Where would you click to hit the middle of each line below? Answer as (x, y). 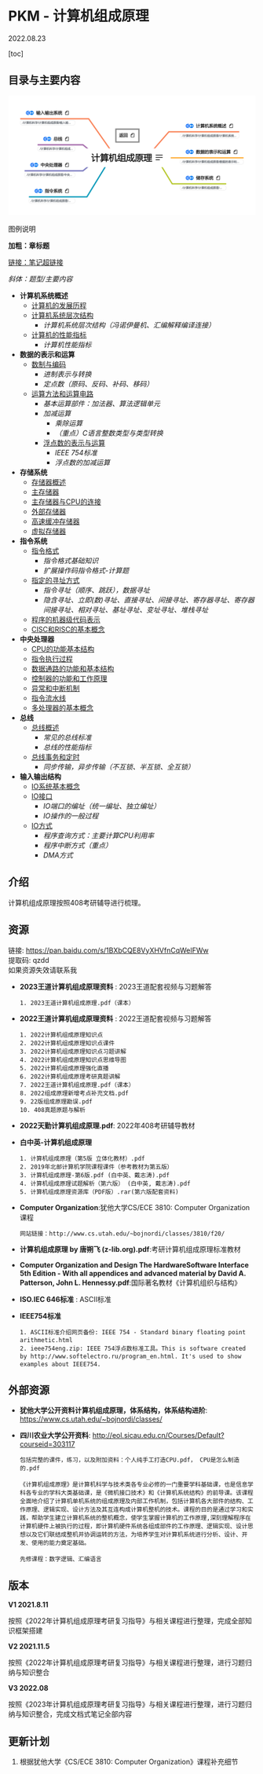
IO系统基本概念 (56, 786)
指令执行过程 (52, 658)
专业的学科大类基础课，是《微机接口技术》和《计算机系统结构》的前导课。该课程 (142, 1493)
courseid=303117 (47, 1444)
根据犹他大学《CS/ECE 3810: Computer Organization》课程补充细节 (129, 1761)
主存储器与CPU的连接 (66, 501)
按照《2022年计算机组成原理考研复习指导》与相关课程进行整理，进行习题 (127, 1662)
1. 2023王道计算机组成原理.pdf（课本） (77, 1003)
